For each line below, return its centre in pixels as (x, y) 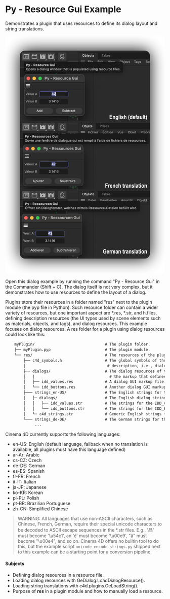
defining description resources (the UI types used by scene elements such (83, 319)
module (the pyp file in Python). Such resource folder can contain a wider (82, 307)
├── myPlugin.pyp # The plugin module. (82, 350)
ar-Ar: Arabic (26, 455)
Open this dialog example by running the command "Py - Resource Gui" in (82, 281)
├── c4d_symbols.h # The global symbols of (90, 360)
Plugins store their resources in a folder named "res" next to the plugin (79, 302)
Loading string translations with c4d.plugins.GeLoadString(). (75, 586)
